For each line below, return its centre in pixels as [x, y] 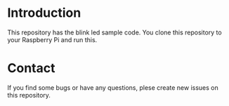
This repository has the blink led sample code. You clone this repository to [115, 32]
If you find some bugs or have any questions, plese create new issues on [113, 87]
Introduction [44, 13]
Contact [31, 68]
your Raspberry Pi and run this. [52, 39]
